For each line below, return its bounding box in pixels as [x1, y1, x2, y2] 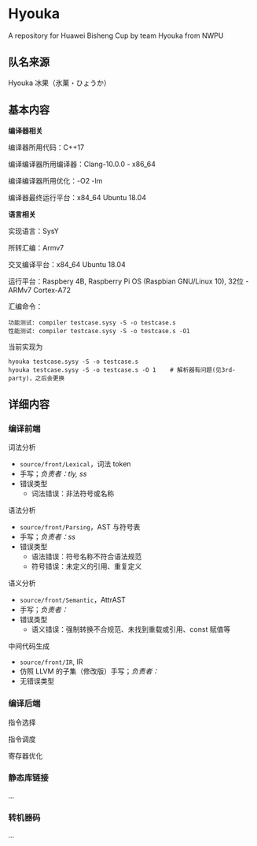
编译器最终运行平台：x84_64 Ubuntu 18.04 [8, 192, 147, 202]
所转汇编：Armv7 [8, 243, 64, 252]
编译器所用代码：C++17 [8, 143, 85, 152]
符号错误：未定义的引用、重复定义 [31, 562, 142, 571]
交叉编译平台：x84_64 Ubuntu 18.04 [8, 259, 126, 269]
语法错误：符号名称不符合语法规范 [31, 552, 142, 562]
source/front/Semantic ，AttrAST [19, 596, 127, 605]
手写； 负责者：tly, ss [19, 469, 87, 479]
